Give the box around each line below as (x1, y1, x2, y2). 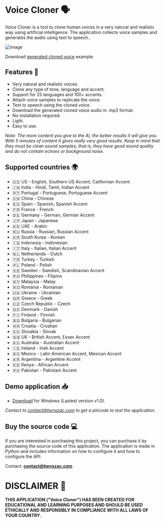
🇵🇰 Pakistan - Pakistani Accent (12, 367, 77, 373)
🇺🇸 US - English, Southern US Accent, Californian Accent (12, 178, 130, 184)
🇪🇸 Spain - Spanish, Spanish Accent (12, 201, 88, 207)
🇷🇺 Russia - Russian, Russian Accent (12, 228, 89, 235)
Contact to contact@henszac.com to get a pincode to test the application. (5, 408, 156, 414)
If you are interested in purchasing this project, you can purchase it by (5, 438, 147, 444)
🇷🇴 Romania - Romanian (12, 284, 63, 290)
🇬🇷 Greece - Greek (12, 295, 53, 301)
